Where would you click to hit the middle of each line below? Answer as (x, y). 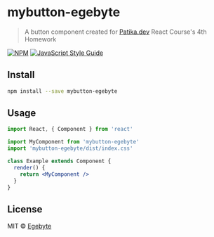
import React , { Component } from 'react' (70, 129)
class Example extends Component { (59, 161)
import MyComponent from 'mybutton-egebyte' (73, 142)
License (25, 209)
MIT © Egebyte (29, 226)
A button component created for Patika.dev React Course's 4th (115, 32)
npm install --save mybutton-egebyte (62, 91)
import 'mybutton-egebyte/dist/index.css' (70, 148)
